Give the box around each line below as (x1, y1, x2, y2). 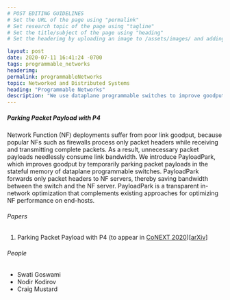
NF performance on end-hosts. (7, 197, 95, 205)
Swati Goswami (16, 270, 62, 278)
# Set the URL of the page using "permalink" (7, 16, 139, 23)
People (7, 249, 27, 257)
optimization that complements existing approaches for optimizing (31, 189, 219, 197)
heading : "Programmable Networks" (7, 86, 106, 93)
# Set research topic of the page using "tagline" (7, 23, 155, 29)
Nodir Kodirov (16, 277, 57, 286)
